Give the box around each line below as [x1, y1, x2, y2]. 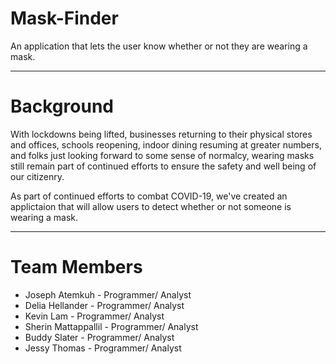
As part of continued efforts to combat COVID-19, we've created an [10, 190, 288, 202]
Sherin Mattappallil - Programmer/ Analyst [24, 320, 199, 332]
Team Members [10, 256, 143, 279]
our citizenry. [10, 170, 65, 182]
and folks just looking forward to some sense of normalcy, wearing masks [10, 149, 315, 161]
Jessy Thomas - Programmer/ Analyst [24, 342, 182, 354]
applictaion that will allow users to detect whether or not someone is [10, 200, 292, 212]
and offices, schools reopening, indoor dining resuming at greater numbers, [10, 138, 322, 151]
